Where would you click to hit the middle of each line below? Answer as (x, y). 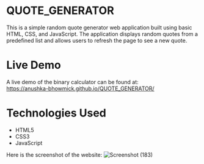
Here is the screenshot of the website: (54, 155)
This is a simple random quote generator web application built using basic (99, 27)
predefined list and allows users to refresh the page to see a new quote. (97, 40)
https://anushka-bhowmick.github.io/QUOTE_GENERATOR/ (80, 88)
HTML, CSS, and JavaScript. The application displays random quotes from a (102, 34)
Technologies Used (56, 113)
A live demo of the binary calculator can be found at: (72, 82)
